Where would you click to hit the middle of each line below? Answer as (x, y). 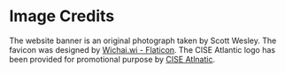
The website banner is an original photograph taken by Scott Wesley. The (143, 40)
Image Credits (62, 16)
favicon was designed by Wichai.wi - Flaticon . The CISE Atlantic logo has (142, 49)
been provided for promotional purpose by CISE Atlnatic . (112, 59)
